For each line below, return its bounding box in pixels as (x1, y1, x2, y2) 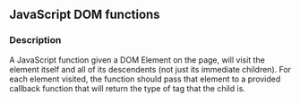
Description (9, 34, 62, 47)
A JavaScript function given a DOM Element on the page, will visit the (9, 54, 266, 65)
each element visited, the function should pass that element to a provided (9, 73, 281, 84)
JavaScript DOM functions (9, 7, 160, 22)
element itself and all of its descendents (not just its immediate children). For (9, 64, 292, 74)
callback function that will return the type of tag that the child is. (9, 82, 246, 93)
